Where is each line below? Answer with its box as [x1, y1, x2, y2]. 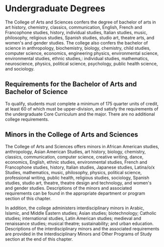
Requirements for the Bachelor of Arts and [5, 80, 137, 89]
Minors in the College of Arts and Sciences [5, 131, 139, 139]
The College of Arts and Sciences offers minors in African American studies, [5, 143, 159, 149]
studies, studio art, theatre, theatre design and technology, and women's [5, 180, 152, 186]
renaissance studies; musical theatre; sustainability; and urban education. [5, 221, 154, 226]
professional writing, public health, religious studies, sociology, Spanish [5, 175, 149, 180]
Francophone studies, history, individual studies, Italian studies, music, [5, 29, 148, 35]
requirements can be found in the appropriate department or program [5, 190, 145, 196]
